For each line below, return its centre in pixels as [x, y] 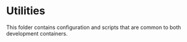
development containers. [37, 33]
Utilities [26, 11]
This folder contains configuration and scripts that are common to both [94, 27]
